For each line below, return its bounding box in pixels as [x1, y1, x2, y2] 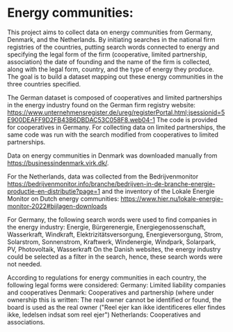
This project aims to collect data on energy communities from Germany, [7, 28, 213, 36]
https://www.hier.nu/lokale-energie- [120, 194, 224, 203]
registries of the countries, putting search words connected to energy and [7, 43, 219, 51]
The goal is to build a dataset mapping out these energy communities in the [7, 72, 224, 81]
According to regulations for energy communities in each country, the [7, 273, 207, 282]
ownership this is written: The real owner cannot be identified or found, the [7, 295, 222, 304]
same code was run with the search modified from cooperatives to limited [7, 130, 219, 139]
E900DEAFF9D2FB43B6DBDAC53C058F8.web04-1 [7, 115, 155, 123]
